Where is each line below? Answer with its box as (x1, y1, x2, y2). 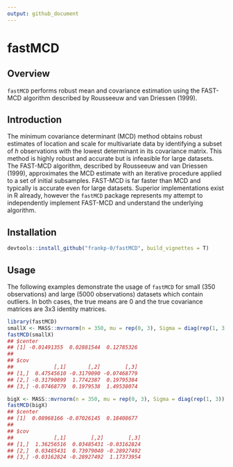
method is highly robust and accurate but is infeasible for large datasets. (7, 155, 214, 163)
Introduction (7, 114, 62, 126)
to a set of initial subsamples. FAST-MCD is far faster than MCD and (7, 177, 201, 185)
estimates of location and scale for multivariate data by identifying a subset (7, 140, 223, 148)
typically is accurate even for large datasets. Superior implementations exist (7, 184, 224, 192)
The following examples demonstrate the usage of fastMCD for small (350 (7, 283, 216, 291)
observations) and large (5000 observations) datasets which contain (7, 290, 203, 298)
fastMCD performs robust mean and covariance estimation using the (7, 86, 200, 95)
